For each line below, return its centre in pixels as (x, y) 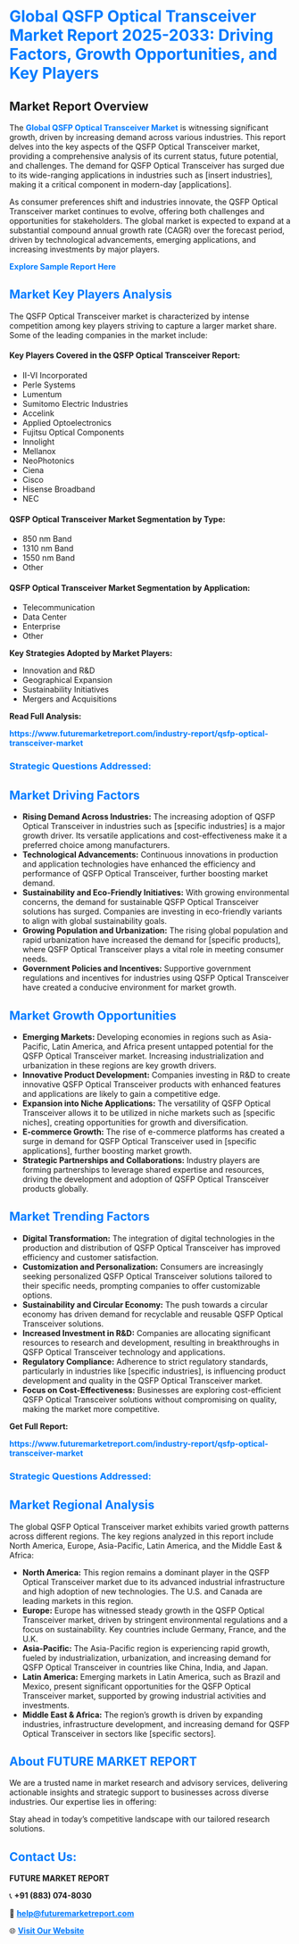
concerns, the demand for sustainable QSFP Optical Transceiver (140, 902)
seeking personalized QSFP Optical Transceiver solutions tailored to (147, 1276)
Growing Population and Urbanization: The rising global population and (155, 931)
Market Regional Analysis (82, 1505)
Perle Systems (49, 385)
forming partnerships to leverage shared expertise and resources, (143, 1169)
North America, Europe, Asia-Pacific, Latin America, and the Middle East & (146, 1545)
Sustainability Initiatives (66, 690)
